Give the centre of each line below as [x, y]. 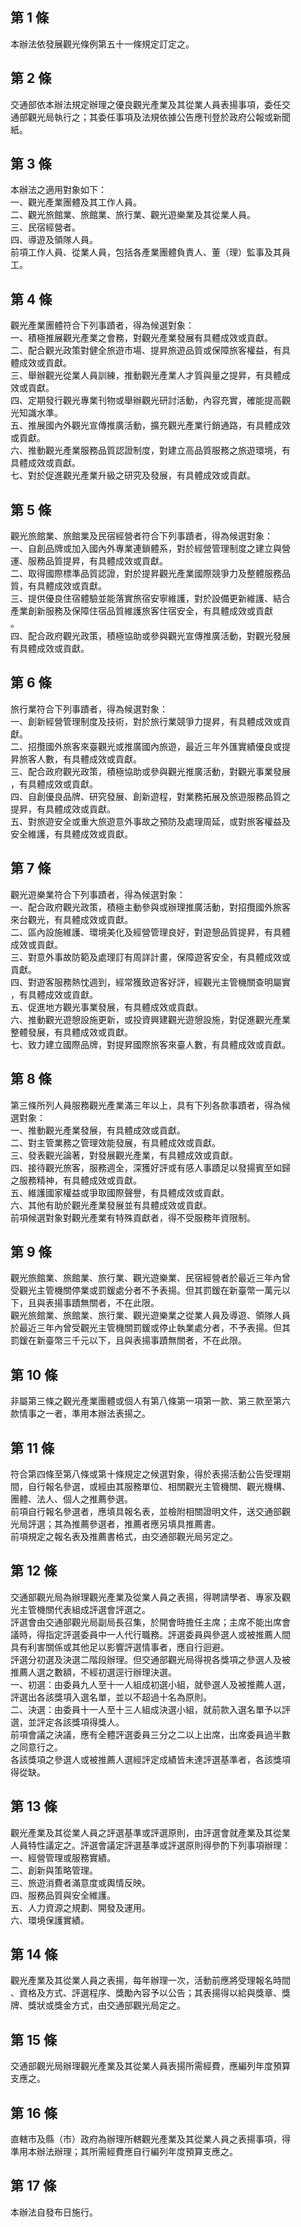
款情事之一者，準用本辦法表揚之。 [80, 1414]
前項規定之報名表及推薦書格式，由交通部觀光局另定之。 [124, 1536]
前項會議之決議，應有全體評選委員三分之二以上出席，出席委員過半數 [150, 1734]
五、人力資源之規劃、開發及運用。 [80, 1907]
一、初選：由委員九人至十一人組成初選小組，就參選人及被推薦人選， [150, 1684]
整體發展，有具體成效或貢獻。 [71, 1032]
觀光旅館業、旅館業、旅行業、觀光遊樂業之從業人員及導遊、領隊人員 [150, 1315]
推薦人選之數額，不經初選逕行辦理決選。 [93, 1672]
